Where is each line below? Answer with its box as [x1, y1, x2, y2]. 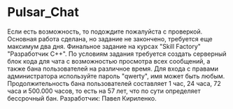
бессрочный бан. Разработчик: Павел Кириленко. [7, 94, 157, 102]
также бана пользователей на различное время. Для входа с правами [7, 64, 219, 73]
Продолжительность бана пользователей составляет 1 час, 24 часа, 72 [7, 79, 222, 87]
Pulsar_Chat [7, 4, 79, 20]
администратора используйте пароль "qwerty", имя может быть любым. [7, 71, 225, 80]
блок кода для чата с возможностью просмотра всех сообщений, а [7, 57, 211, 65]
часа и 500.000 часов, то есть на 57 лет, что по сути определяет [7, 87, 201, 95]
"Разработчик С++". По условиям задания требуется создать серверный [7, 50, 227, 58]
